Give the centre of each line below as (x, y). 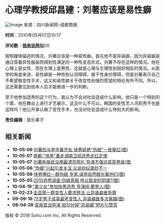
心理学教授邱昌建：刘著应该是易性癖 (78, 10)
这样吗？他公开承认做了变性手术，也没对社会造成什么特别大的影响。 (74, 109)
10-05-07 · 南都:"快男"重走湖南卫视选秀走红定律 (60, 156)
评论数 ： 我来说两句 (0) (27, 45)
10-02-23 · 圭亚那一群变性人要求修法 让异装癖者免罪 (64, 193)
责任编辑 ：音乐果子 (25, 120)
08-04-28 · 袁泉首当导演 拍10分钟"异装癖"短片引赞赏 (65, 205)
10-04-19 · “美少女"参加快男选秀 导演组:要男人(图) (62, 186)
